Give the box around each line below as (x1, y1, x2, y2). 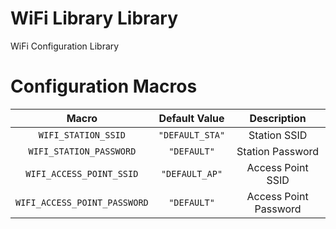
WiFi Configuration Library (10, 40, 120, 52)
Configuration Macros (10, 75, 198, 98)
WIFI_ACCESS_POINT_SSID (25, 168, 139, 179)
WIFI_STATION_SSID (38, 129, 126, 141)
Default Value (158, 111, 225, 125)
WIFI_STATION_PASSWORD (28, 145, 137, 157)
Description (249, 111, 307, 125)
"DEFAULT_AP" (160, 168, 223, 179)
